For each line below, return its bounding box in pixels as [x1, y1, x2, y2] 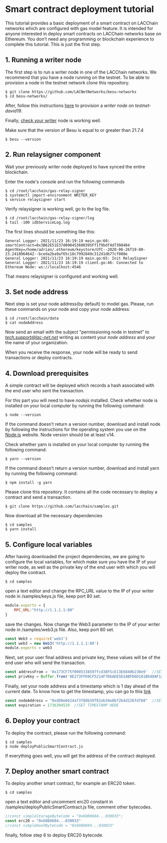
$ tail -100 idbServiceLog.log [5, 220, 70, 225]
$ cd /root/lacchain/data [5, 316, 59, 321]
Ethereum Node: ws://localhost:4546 [5, 264, 81, 269]
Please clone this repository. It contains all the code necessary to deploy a [5, 489, 158, 495]
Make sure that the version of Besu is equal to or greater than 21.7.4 [5, 127, 144, 133]
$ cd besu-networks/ [5, 93, 48, 98]
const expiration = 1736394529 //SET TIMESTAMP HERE [5, 703, 119, 708]
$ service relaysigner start [5, 197, 66, 202]
